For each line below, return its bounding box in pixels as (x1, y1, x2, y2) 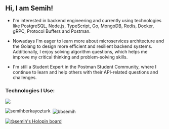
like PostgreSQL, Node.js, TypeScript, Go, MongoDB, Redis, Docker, (12, 23, 154, 29)
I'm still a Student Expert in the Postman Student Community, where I (12, 63, 157, 70)
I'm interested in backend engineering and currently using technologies (12, 17, 162, 23)
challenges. (12, 74, 37, 80)
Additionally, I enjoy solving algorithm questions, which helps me (12, 48, 148, 54)
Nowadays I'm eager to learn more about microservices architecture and (12, 38, 164, 44)
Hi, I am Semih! (5, 4, 54, 13)
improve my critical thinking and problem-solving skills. (12, 54, 128, 60)
